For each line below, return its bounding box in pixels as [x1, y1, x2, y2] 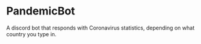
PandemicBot [6, 4, 76, 18]
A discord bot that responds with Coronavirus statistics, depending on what [6, 24, 195, 31]
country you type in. [6, 30, 57, 37]
